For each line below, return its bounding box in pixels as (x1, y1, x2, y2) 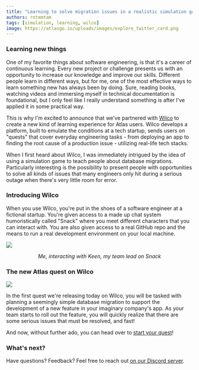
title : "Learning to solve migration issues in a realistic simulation (6, 8, 187, 15)
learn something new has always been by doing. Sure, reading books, (6, 84, 176, 91)
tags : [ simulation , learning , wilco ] (6, 20, 99, 26)
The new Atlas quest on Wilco (6, 267, 94, 275)
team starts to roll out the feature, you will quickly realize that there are (6, 311, 179, 318)
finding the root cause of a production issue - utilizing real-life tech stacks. (6, 139, 188, 146)
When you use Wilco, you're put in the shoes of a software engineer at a (6, 205, 182, 212)
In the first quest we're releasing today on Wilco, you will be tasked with (6, 292, 182, 299)
